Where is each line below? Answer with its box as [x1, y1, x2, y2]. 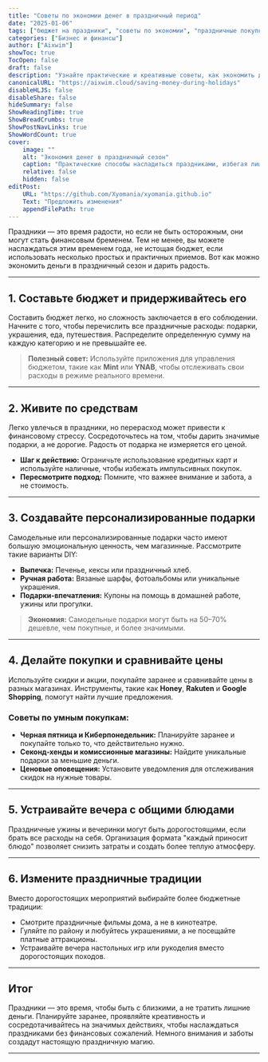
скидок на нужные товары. [19, 773, 112, 782]
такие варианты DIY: [8, 549, 78, 559]
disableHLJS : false [8, 86, 73, 94]
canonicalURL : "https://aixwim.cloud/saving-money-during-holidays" [8, 78, 241, 86]
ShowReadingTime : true [8, 109, 84, 117]
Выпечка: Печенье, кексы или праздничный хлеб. [19, 565, 191, 574]
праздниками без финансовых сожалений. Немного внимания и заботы [8, 1028, 254, 1038]
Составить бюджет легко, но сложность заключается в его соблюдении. [8, 313, 258, 322]
